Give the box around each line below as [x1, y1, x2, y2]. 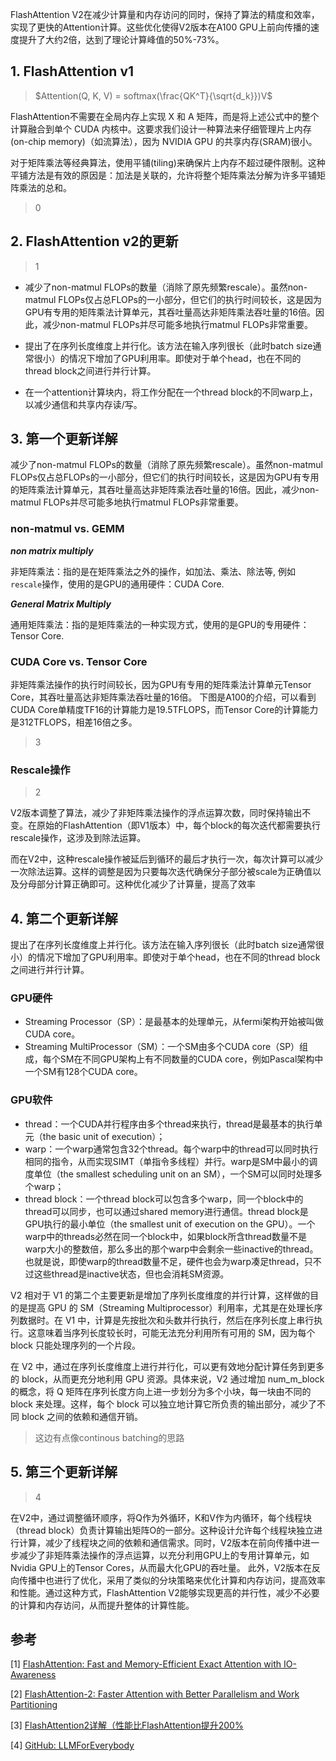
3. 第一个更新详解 [10, 431, 118, 448]
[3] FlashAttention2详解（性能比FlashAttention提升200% [10, 1719, 244, 1732]
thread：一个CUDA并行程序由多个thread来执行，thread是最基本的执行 [24, 1118, 315, 1130]
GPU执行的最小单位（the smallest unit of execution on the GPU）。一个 [24, 1218, 316, 1230]
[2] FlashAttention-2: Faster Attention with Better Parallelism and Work [10, 1688, 300, 1700]
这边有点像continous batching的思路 [34, 1431, 185, 1443]
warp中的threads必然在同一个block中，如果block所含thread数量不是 [24, 1230, 307, 1242]
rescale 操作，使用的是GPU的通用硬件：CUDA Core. [10, 578, 225, 590]
